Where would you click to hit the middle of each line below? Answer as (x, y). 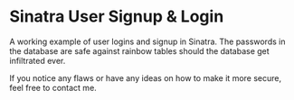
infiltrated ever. (38, 60)
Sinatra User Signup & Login (117, 17)
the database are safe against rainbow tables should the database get (139, 50)
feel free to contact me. (53, 87)
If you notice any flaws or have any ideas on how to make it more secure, (146, 77)
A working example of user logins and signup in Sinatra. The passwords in (147, 41)
